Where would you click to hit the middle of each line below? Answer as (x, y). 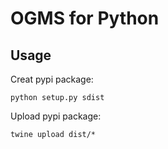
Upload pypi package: (56, 116)
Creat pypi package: (52, 79)
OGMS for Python (85, 18)
